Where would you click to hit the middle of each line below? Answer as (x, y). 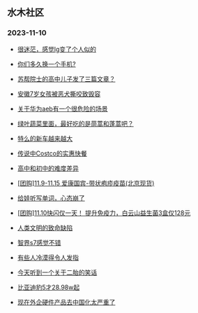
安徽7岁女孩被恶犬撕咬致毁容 (59, 94)
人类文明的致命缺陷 (45, 228)
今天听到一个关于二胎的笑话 (57, 272)
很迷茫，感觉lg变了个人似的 (56, 49)
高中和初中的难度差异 (48, 168)
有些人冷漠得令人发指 (48, 257)
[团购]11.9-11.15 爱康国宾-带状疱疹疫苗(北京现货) (86, 183)
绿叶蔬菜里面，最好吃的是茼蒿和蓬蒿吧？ (75, 123)
